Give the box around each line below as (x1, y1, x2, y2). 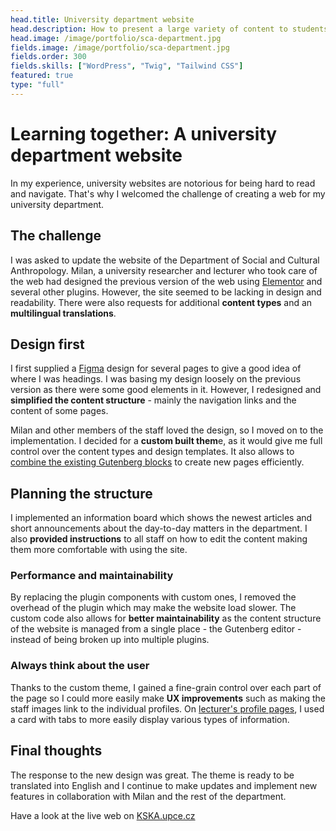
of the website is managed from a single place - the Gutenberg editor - (10, 623, 302, 635)
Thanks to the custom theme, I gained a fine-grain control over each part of (10, 681, 322, 693)
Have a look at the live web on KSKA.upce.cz (10, 809, 196, 821)
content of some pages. (10, 405, 109, 417)
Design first (10, 336, 85, 353)
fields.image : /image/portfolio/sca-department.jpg (10, 42, 230, 53)
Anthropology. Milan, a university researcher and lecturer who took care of (10, 264, 318, 276)
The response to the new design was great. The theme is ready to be (10, 769, 295, 781)
